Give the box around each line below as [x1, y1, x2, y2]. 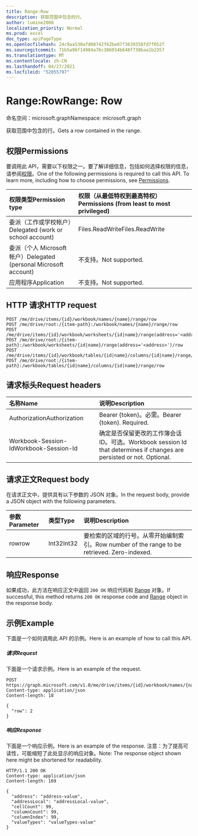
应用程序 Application [9, 278, 64, 287]
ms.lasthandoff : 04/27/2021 [6, 63, 75, 70]
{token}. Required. [99, 418, 149, 426]
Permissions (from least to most [78, 200, 171, 208]
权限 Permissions [6, 146, 69, 156]
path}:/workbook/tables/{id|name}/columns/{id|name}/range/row [6, 363, 165, 368]
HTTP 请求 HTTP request [6, 300, 97, 310]
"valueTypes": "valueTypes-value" [11, 819, 96, 825]
